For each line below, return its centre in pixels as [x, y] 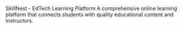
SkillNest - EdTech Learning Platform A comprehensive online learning [91, 8]
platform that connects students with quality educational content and [90, 14]
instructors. [20, 21]
